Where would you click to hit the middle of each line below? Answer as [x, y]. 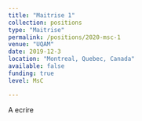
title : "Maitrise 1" [42, 15]
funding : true [31, 73]
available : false [36, 66]
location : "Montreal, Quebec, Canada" [71, 59]
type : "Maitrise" [36, 30]
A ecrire [21, 109]
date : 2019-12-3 [35, 52]
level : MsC [26, 80]
